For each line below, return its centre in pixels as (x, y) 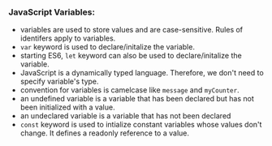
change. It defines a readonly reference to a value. (104, 133)
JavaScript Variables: (52, 12)
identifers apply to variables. (68, 38)
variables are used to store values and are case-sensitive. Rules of (132, 30)
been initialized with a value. (67, 107)
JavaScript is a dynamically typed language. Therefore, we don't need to (142, 73)
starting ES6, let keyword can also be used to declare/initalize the (131, 56)
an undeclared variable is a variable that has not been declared (125, 116)
